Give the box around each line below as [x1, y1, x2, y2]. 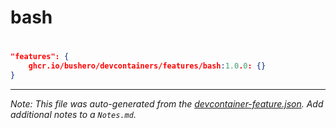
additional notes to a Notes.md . [10, 109, 137, 120]
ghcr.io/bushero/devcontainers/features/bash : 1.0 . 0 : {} [28, 61, 267, 71]
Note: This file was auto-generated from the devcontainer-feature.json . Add [10, 98, 324, 110]
